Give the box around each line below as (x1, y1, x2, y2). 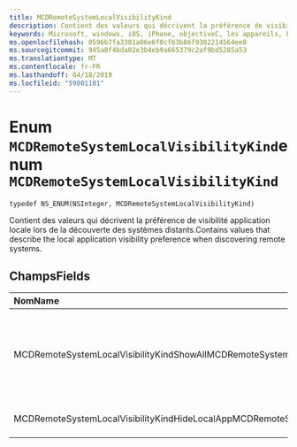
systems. (9, 243, 42, 253)
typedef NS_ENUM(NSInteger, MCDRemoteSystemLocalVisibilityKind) (9, 199, 255, 208)
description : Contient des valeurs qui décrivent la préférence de (9, 21, 263, 30)
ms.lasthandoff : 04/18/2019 (9, 71, 113, 80)
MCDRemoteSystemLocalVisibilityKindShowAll (13, 349, 208, 361)
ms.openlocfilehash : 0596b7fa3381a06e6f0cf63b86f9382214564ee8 (9, 37, 247, 47)
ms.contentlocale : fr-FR (9, 63, 101, 72)
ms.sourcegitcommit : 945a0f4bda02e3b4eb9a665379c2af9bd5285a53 (9, 46, 247, 55)
